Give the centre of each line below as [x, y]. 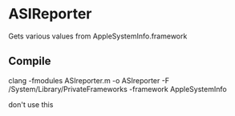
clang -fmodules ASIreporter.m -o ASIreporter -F [89, 80]
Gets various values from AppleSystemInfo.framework [98, 36]
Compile [30, 61]
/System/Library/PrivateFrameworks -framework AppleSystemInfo [118, 89]
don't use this [31, 104]
